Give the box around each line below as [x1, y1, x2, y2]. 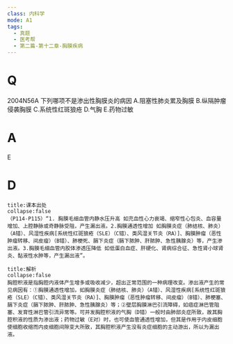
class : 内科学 [7, 10, 45, 17]
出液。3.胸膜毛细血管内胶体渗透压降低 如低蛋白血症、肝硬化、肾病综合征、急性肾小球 [7, 244, 219, 251]
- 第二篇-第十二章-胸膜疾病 [13, 42, 83, 49]
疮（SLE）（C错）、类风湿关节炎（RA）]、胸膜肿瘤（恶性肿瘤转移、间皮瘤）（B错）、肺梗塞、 [7, 294, 227, 301]
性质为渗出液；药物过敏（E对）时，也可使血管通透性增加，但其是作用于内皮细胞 [27, 316, 223, 323]
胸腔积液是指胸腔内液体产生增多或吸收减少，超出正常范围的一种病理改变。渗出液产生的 [7, 279, 220, 286]
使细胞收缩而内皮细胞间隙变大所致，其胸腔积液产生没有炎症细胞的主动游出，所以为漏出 [7, 323, 220, 331]
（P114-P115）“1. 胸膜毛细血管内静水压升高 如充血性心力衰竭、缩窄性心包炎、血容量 [7, 215, 222, 222]
